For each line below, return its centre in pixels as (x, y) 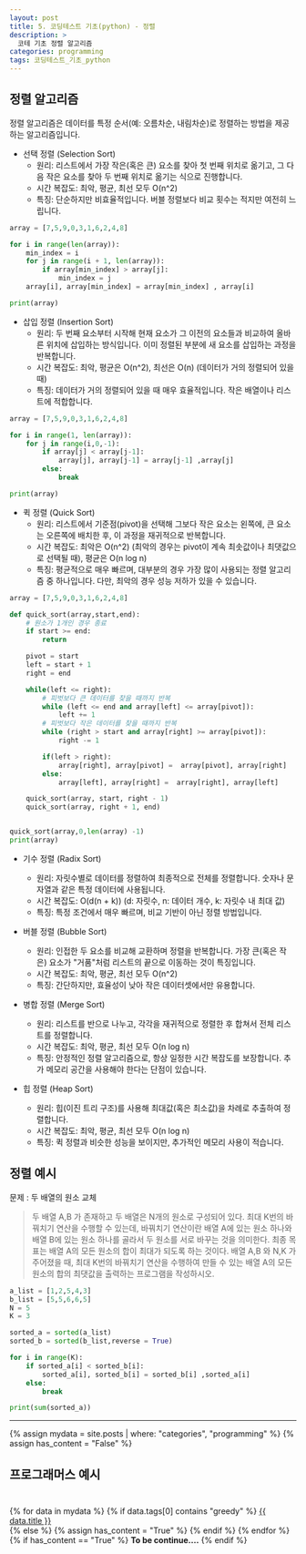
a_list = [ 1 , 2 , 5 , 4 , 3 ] (51, 1291)
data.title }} (31, 1521)
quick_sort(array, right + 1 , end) (93, 807)
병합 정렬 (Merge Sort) (64, 1004)
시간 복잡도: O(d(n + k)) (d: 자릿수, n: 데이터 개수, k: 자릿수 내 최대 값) (160, 900)
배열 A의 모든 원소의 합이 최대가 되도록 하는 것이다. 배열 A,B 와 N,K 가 (173, 1251)
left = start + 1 (59, 665)
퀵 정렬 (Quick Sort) (59, 512)
